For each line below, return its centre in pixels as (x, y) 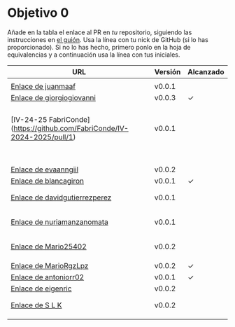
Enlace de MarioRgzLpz (50, 265)
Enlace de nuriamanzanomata (59, 222)
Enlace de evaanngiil (45, 169)
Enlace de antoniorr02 (48, 277)
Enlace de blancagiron (47, 181)
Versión (168, 71)
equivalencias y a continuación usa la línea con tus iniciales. (94, 55)
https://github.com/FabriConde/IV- (71, 128)
